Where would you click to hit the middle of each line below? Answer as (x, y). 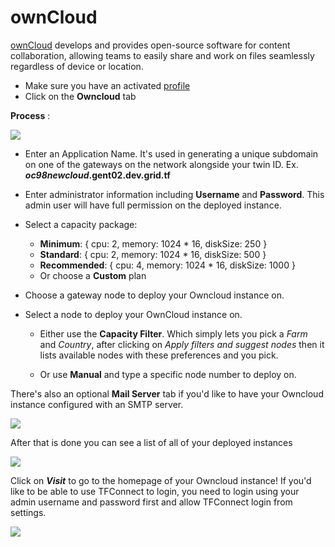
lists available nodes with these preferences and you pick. (159, 355)
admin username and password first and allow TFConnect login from (151, 502)
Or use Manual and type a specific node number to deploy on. (168, 374)
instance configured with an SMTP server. (97, 404)
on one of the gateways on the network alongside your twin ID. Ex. (161, 164)
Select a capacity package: (81, 224)
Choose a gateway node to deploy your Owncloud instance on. (154, 295)
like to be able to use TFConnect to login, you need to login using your (155, 491)
